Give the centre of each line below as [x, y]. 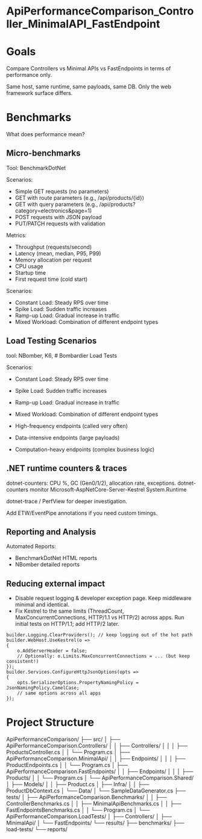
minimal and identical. [42, 605]
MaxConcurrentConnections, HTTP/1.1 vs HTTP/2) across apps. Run [99, 617]
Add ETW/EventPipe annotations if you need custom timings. [82, 513]
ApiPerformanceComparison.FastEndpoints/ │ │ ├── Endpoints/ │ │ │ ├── [100, 772]
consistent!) [23, 662]
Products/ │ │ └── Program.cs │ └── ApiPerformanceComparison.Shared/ [100, 778]
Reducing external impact [56, 583]
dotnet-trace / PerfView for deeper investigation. [67, 501]
